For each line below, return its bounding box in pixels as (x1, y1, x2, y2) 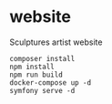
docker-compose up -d (9, 78, 92, 88)
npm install (9, 62, 55, 71)
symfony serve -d (9, 86, 76, 95)
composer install (9, 54, 76, 63)
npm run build (9, 70, 64, 79)
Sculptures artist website (9, 36, 103, 47)
